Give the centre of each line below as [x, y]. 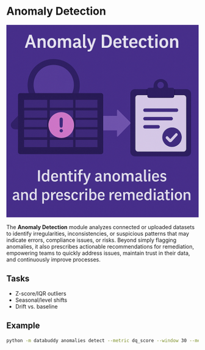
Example [23, 326]
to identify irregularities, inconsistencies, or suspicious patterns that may [98, 233]
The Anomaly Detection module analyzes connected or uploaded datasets [101, 227]
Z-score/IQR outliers [41, 293]
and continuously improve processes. [53, 259]
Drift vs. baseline [36, 306]
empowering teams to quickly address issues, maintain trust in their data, [98, 253]
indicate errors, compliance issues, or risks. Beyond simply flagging [92, 240]
